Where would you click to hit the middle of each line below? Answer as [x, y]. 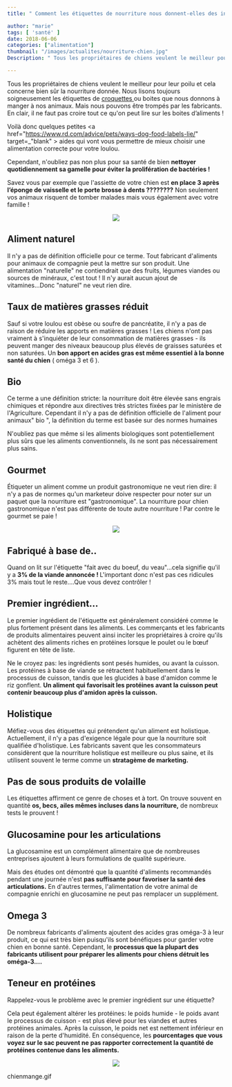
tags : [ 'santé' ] [33, 32]
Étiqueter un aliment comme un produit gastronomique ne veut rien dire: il [112, 487]
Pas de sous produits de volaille [77, 782]
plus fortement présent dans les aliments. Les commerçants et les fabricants [116, 627]
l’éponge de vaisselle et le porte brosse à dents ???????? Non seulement [113, 190]
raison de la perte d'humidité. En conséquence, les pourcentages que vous [115, 1035]
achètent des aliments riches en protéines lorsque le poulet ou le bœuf [108, 642]
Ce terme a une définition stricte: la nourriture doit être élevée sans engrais [114, 398]
